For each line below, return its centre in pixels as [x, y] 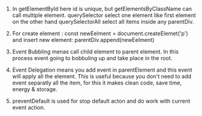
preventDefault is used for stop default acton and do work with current [101, 101]
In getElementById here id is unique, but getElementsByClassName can [102, 9]
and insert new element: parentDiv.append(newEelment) [83, 40]
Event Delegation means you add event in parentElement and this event [102, 70]
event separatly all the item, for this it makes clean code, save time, [97, 83]
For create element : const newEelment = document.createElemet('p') [100, 33]
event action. [28, 107]
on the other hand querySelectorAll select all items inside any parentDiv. [103, 22]
